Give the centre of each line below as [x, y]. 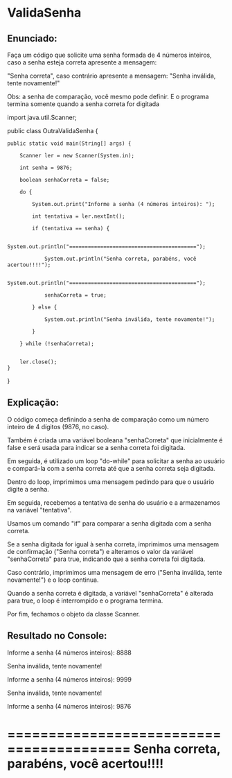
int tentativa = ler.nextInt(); [79, 216]
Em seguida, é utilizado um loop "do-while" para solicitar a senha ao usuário [116, 461]
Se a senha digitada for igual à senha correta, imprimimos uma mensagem [113, 544]
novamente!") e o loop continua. [53, 580]
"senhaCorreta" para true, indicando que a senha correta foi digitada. [106, 559]
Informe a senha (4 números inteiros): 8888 [69, 652]
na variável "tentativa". [39, 510]
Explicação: [33, 403]
